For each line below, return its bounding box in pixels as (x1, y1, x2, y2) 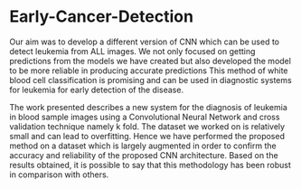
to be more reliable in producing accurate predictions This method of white (9, 65, 288, 76)
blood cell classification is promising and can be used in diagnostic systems (9, 74, 292, 85)
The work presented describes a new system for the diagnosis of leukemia (9, 101, 287, 112)
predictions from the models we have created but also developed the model (9, 55, 292, 66)
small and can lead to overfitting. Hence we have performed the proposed (9, 130, 285, 141)
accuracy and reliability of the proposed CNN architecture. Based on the (9, 149, 278, 160)
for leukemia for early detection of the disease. (9, 84, 183, 95)
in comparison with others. (9, 169, 109, 180)
